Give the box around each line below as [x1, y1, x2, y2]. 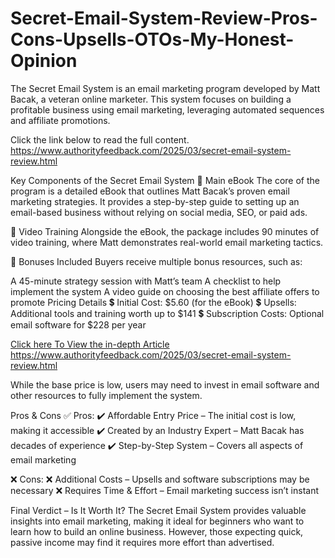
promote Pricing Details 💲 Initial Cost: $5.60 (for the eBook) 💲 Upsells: [10, 296, 297, 308]
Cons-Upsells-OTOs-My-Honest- [10, 28, 295, 51]
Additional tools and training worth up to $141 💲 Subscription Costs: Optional [10, 307, 325, 319]
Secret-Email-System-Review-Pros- [10, 7, 318, 30]
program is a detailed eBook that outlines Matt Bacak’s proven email [10, 185, 290, 197]
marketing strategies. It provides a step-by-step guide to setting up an [10, 195, 300, 207]
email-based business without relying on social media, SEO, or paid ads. [10, 206, 308, 218]
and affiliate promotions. [10, 114, 111, 126]
